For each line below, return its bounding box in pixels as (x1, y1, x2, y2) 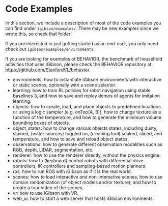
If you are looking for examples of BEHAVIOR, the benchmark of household (5, 55, 163, 62)
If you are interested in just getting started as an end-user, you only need (5, 40, 159, 46)
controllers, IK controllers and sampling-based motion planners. (12, 163, 147, 169)
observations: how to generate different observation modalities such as (12, 141, 163, 148)
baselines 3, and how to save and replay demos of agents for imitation (12, 93, 160, 99)
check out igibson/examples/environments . (5, 46, 95, 52)
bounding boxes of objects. (12, 120, 70, 126)
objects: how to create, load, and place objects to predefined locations (12, 103, 161, 109)
